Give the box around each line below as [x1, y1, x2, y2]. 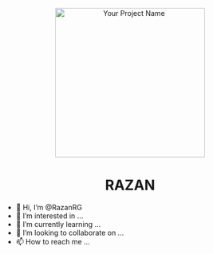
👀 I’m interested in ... [15, 211, 84, 221]
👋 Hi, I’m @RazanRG [15, 202, 82, 212]
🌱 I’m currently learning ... [15, 219, 101, 229]
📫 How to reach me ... [15, 236, 90, 246]
